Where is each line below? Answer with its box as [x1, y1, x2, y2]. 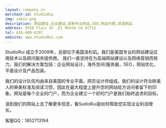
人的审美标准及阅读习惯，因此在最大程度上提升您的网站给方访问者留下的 [5, 84, 152, 90]
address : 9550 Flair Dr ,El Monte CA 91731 [5, 26, 96, 31]
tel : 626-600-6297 [5, 30, 43, 35]
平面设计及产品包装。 [5, 67, 48, 73]
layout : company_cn [5, 7, 45, 12]
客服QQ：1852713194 [5, 117, 49, 124]
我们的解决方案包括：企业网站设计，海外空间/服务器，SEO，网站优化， [13, 61, 159, 67]
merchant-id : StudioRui [5, 12, 54, 17]
